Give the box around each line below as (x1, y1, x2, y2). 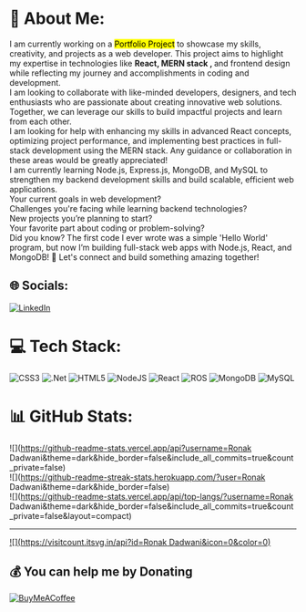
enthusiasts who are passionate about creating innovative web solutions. (9, 96, 282, 108)
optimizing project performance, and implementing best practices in (9, 135, 265, 146)
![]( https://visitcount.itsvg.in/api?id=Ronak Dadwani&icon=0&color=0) (9, 536, 271, 547)
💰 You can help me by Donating (9, 565, 193, 580)
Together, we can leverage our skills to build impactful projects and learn (9, 106, 282, 117)
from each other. (9, 116, 73, 127)
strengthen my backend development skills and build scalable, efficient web (9, 173, 294, 185)
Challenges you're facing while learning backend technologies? (9, 202, 248, 213)
